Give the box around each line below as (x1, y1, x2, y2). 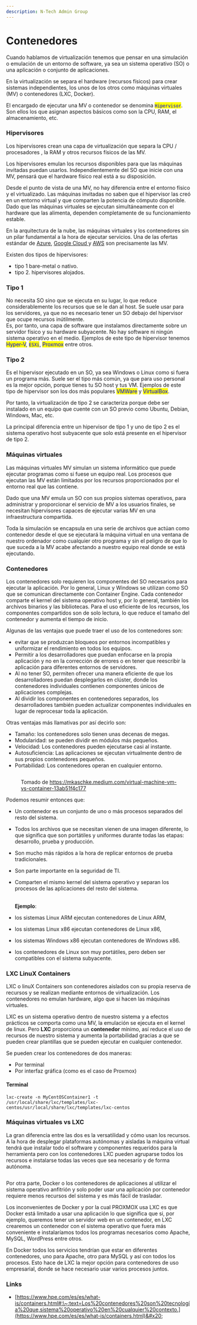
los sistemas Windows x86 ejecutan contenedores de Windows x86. (14, 937, 181, 944)
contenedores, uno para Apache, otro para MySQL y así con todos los (6, 1252, 175, 1259)
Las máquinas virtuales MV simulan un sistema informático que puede (6, 464, 176, 471)
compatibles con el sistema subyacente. (14, 955, 113, 962)
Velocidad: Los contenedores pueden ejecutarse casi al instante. (14, 743, 172, 751)
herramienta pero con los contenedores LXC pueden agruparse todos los (6, 1150, 183, 1157)
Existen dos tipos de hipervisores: (6, 251, 88, 258)
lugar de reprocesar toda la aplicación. (14, 707, 109, 715)
